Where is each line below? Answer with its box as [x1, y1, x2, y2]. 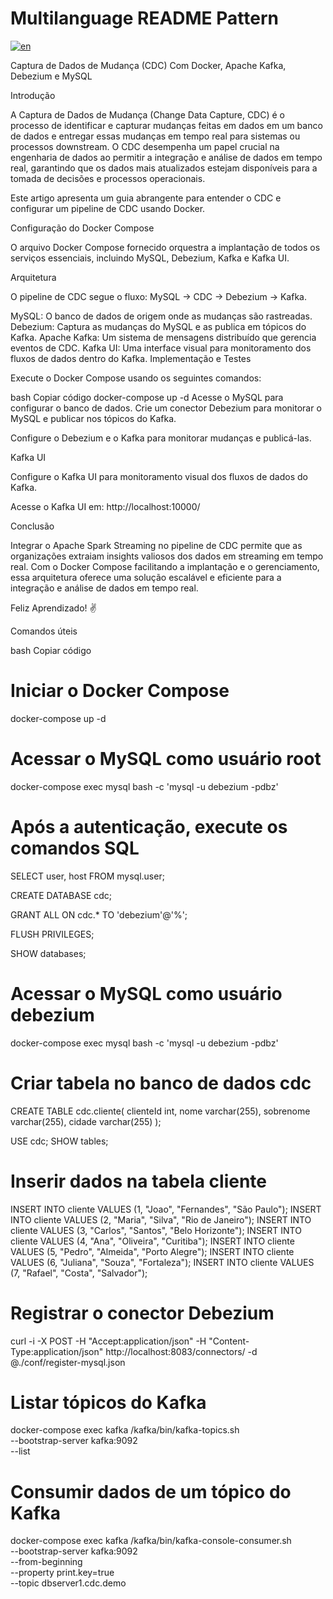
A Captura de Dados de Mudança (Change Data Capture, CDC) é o [10, 108, 285, 121]
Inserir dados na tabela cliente [10, 1170, 268, 1192]
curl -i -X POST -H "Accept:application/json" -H [10, 1335, 207, 1347]
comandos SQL [10, 837, 140, 859]
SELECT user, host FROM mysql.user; [10, 870, 165, 882]
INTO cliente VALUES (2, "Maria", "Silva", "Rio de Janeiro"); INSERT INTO [10, 1213, 312, 1226]
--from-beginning [10, 1556, 83, 1568]
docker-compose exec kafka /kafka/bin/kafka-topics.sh [10, 1424, 240, 1436]
